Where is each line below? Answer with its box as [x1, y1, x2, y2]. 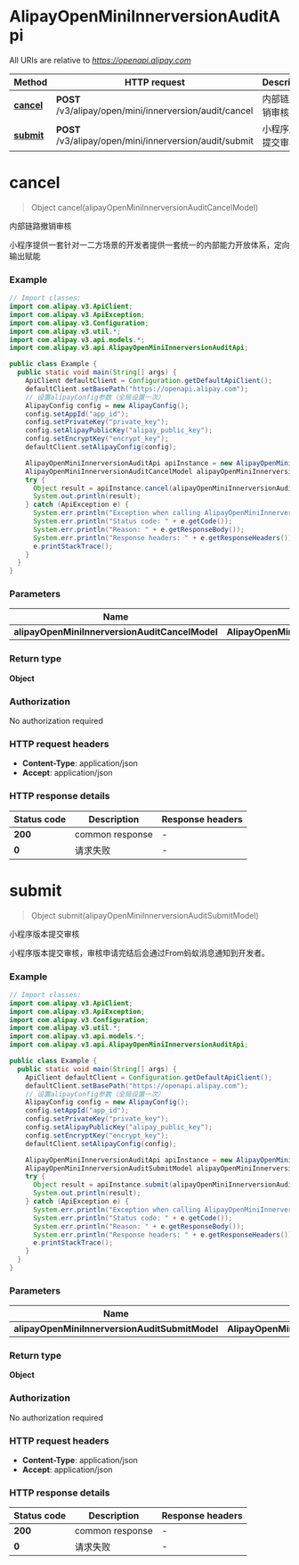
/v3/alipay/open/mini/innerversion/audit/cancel [56, 104, 254, 117]
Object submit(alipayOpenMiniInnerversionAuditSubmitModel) [30, 910, 260, 920]
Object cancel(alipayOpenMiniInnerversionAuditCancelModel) [30, 202, 259, 212]
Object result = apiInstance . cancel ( [32, 484, 174, 493]
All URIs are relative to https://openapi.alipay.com [9, 54, 191, 65]
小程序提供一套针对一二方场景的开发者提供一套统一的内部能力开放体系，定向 [9, 239, 290, 250]
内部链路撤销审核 [9, 221, 72, 231]
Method [13, 76, 48, 88]
